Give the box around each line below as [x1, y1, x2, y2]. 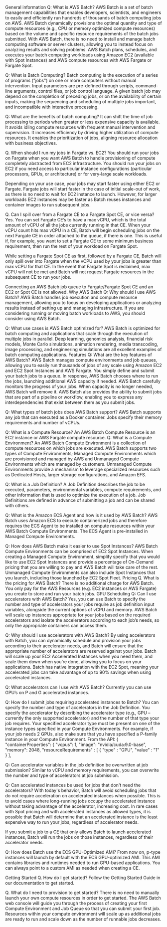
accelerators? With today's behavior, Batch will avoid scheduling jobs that [5, 787, 157, 793]
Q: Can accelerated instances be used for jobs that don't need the [5, 782, 141, 788]
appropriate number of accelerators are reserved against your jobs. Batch [5, 648, 157, 654]
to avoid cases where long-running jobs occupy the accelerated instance [5, 798, 156, 804]
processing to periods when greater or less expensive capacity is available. [5, 119, 160, 125]
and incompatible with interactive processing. [5, 104, 99, 110]
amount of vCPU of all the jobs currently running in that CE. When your [5, 222, 151, 228]
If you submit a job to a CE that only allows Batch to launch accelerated [5, 829, 151, 835]
